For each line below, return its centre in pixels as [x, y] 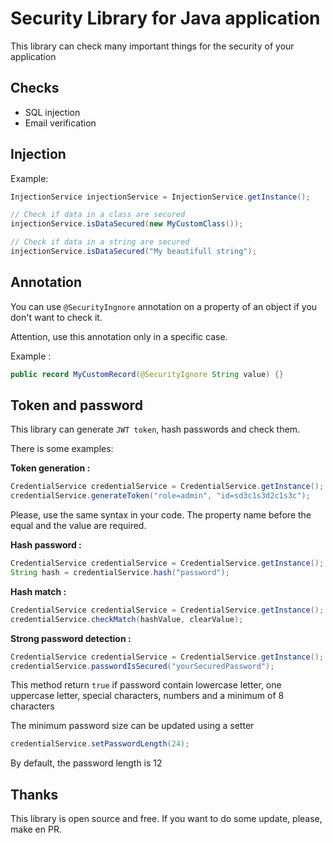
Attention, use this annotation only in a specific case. [119, 336]
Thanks [34, 794]
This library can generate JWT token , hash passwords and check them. [155, 429]
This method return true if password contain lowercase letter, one [146, 685]
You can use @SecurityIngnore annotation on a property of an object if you [164, 306]
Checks [35, 88]
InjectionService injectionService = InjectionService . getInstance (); [160, 197]
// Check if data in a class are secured [98, 215]
